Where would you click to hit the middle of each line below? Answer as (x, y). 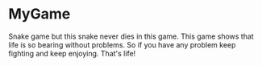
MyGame (40, 14)
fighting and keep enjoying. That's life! (72, 53)
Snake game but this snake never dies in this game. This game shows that (131, 36)
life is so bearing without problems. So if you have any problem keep (122, 44)
